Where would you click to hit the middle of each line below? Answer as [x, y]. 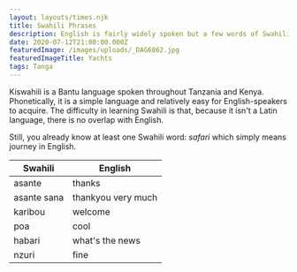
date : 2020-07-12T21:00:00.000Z [69, 42]
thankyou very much [115, 197]
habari [27, 240]
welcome [91, 211]
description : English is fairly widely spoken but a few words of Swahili [150, 34]
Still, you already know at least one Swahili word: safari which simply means [148, 137]
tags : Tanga [31, 67]
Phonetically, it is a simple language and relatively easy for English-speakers [148, 101]
